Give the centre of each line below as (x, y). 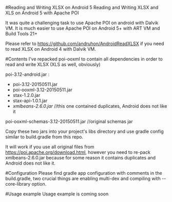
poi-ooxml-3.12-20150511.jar (43, 90)
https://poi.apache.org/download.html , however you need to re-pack (78, 152)
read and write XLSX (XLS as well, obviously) (53, 64)
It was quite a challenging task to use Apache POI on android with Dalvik (82, 23)
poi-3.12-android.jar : (27, 74)
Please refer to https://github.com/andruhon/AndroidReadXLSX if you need (85, 44)
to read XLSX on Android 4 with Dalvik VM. (51, 49)
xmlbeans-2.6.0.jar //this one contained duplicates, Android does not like (90, 106)
